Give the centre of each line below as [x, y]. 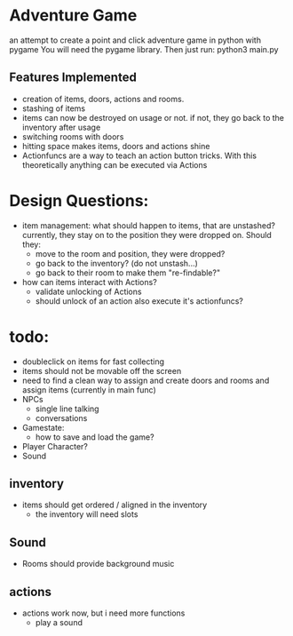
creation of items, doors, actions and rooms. [103, 99]
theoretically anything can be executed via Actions [115, 164]
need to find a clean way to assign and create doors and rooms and [146, 380]
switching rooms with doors [73, 136]
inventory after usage [61, 127]
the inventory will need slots [87, 514]
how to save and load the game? [95, 437]
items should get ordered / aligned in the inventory [115, 505]
